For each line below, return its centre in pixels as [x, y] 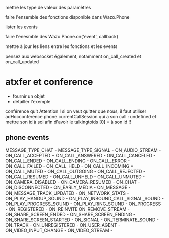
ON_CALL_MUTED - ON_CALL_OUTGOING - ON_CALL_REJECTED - [75, 171]
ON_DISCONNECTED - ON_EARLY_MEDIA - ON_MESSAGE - [68, 187]
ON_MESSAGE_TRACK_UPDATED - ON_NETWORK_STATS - [67, 193]
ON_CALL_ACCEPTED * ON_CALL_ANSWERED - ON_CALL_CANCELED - [80, 155]
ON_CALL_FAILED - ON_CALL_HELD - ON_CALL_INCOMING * [69, 166]
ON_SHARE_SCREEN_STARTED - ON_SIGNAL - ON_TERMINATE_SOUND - [82, 220]
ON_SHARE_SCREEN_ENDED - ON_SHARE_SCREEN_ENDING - [70, 214]
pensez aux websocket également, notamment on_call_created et [73, 56]
